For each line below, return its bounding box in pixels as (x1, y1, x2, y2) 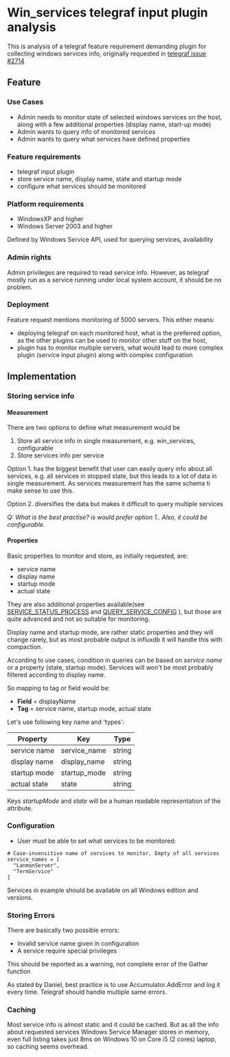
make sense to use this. (7, 486, 74, 495)
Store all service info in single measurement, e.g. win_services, (16, 437, 196, 445)
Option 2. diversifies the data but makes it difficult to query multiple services (7, 500, 223, 508)
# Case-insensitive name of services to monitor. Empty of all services (7, 850, 220, 856)
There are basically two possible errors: (7, 926, 119, 935)
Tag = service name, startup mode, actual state (16, 704, 152, 712)
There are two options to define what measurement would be (7, 424, 181, 432)
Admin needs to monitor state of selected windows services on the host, (16, 113, 222, 121)
